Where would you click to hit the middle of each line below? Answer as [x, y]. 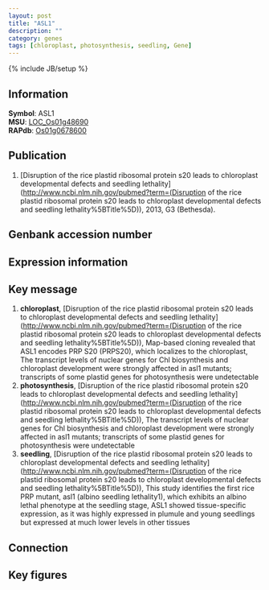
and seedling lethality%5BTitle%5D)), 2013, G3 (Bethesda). [118, 209]
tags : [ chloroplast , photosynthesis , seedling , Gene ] [100, 46]
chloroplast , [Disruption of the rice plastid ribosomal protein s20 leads [137, 309]
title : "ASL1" [32, 23]
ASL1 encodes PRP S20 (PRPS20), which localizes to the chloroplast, [134, 352]
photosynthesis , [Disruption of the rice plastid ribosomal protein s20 [134, 386]
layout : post [30, 16]
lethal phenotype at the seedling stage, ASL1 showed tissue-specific [133, 505]
